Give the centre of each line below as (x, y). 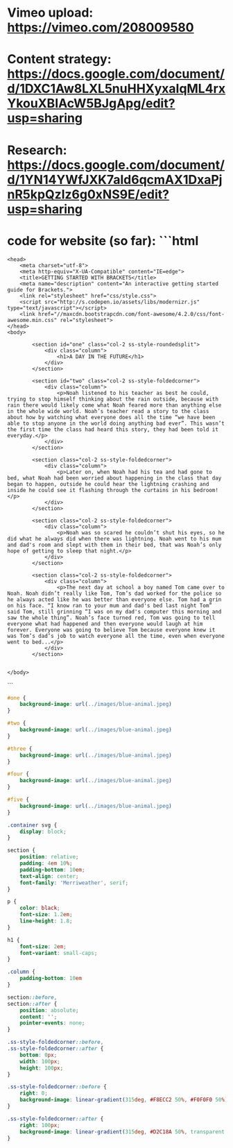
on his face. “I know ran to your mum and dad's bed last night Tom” (110, 605)
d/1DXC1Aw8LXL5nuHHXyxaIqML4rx (116, 89)
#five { (18, 800)
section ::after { (32, 1004)
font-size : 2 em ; (43, 946)
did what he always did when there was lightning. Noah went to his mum (114, 539)
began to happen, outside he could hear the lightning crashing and (108, 484)
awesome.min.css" (32, 320)
